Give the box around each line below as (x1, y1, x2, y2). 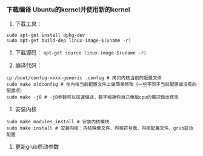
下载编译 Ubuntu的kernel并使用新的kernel (6, 5, 130, 13)
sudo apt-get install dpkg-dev (6, 32, 85, 39)
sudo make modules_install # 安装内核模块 (6, 119, 110, 125)
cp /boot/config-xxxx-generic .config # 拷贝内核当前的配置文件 (6, 75, 162, 81)
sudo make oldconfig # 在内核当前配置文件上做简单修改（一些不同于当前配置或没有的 (6, 82, 197, 88)
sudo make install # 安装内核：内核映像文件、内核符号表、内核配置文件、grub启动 (6, 125, 193, 131)
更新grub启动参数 (15, 143, 59, 151)
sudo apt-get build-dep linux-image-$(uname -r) (6, 37, 131, 44)
